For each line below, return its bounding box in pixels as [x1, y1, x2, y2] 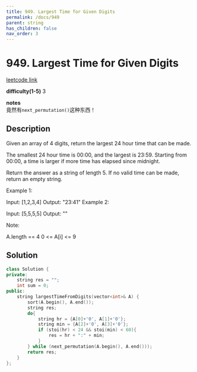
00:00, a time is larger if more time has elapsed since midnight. [6, 157, 160, 164]
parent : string [6, 20, 44, 26]
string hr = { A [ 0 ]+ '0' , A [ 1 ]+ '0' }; [37, 316, 126, 322]
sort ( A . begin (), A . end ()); [27, 299, 94, 305]
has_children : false [6, 25, 58, 32]
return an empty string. [6, 175, 63, 182]
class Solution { [6, 266, 49, 272]
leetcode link [6, 76, 37, 83]
